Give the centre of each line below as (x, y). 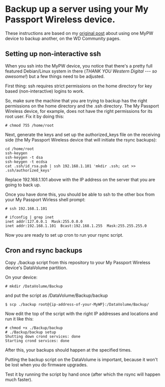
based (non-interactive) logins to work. (45, 91)
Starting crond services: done (37, 341)
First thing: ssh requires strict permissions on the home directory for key (79, 86)
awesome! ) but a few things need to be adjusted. (55, 76)
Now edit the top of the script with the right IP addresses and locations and (82, 314)
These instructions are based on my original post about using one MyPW (79, 33)
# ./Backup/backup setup (31, 332)
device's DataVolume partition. (36, 268)
